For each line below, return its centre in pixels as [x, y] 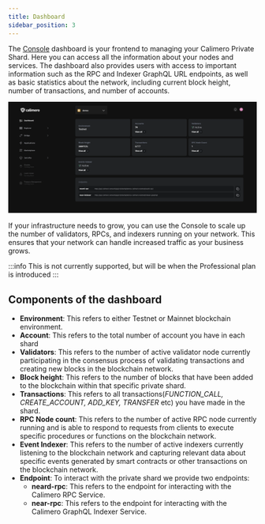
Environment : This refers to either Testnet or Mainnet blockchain [125, 319]
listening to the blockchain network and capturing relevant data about [132, 453]
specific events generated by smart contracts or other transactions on [133, 462]
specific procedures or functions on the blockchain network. [118, 436]
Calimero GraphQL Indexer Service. [89, 512]
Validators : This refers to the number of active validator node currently [135, 352]
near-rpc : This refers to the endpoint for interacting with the [129, 503]
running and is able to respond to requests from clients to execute [127, 428]
